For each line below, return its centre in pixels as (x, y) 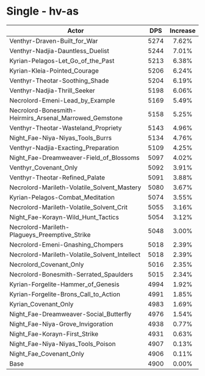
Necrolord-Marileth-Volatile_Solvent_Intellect (75, 255)
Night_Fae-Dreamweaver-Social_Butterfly (70, 314)
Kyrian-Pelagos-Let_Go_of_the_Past (62, 60)
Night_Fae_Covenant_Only (47, 353)
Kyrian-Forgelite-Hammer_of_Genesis (65, 284)
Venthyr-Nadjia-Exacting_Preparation (64, 148)
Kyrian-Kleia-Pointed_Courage (54, 70)
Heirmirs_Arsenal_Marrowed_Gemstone (66, 118)
